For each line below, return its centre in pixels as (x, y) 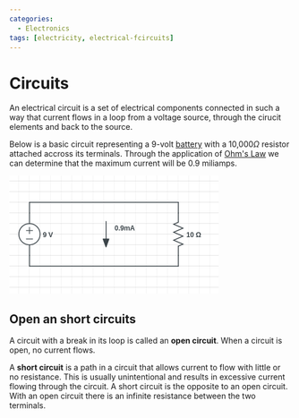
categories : (31, 19)
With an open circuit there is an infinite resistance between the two (133, 396)
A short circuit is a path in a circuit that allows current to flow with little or (145, 368)
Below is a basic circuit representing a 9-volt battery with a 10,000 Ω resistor (149, 144)
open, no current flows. (52, 350)
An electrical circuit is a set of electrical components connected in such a (145, 108)
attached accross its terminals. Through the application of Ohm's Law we (144, 154)
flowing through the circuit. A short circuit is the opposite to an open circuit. (149, 387)
